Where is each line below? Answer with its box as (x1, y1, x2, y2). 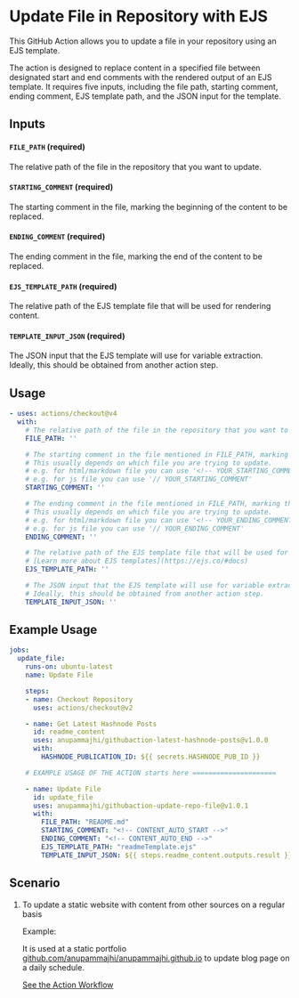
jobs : (9, 645, 29, 655)
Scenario (9, 875, 61, 891)
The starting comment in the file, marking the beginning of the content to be (9, 201, 288, 212)
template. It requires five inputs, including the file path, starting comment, (9, 81, 279, 92)
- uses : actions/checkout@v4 (9, 410, 117, 418)
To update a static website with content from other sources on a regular (21, 899, 286, 910)
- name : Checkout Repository (25, 694, 133, 704)
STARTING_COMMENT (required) (9, 182, 114, 192)
